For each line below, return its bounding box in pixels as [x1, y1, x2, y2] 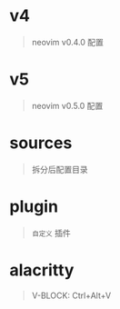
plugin [9, 196, 59, 216]
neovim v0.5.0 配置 [31, 100, 104, 111]
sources [9, 133, 73, 154]
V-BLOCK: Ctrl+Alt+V [31, 290, 112, 301]
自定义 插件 [31, 227, 71, 238]
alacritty [9, 260, 75, 280]
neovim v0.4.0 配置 [31, 36, 105, 47]
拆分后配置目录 [31, 164, 88, 174]
